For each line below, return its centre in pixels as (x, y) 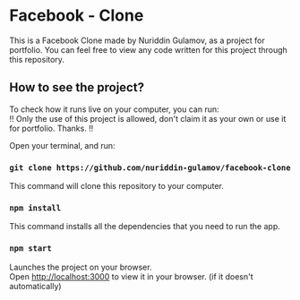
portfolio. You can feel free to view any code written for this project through (149, 49)
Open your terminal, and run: (62, 145)
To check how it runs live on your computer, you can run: (114, 109)
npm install (35, 208)
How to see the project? (77, 87)
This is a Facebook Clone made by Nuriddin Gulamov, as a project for (137, 40)
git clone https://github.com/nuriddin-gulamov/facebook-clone (150, 167)
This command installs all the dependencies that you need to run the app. (145, 227)
